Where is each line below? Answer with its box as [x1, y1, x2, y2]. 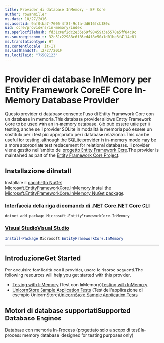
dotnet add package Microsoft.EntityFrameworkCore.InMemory [5, 214, 130, 219]
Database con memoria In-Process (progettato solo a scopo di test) [5, 327, 141, 333]
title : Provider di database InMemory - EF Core [5, 7, 106, 12]
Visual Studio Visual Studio [5, 225, 69, 232]
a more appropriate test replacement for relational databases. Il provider [5, 142, 150, 148]
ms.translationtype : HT [5, 39, 54, 44]
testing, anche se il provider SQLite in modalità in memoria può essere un [5, 126, 152, 132]
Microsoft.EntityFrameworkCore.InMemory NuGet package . [5, 190, 125, 196]
